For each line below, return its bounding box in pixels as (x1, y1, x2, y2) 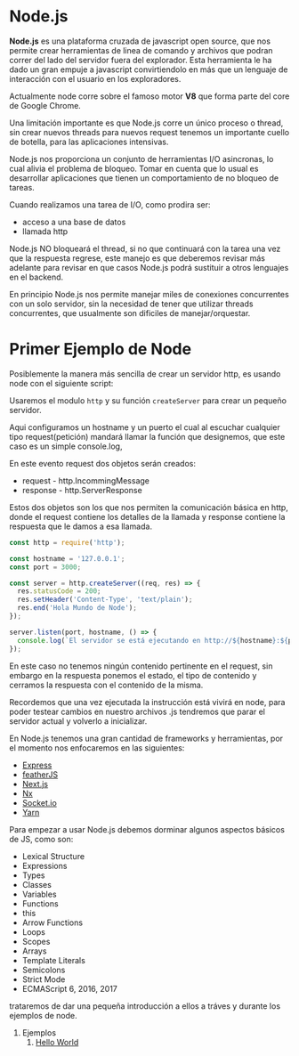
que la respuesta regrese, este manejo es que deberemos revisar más (9, 252, 265, 264)
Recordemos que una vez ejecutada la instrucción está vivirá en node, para (9, 696, 286, 707)
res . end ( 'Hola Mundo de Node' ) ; (17, 604, 138, 613)
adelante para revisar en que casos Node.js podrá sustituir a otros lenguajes (9, 262, 289, 272)
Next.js (21, 778, 49, 789)
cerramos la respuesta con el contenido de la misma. (9, 679, 204, 690)
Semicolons (21, 964, 66, 975)
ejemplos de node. (9, 1010, 77, 1020)
